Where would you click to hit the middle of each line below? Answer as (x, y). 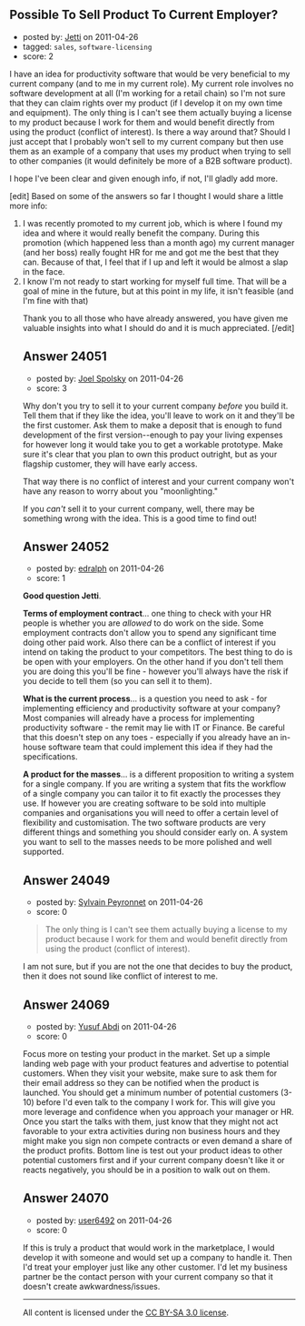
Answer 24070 (65, 1198)
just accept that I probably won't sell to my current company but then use (147, 141)
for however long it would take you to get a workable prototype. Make (152, 444)
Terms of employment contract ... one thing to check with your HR (147, 614)
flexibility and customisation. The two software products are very (144, 823)
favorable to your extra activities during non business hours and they (151, 1131)
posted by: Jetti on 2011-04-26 (80, 36)
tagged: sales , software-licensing (87, 46)
